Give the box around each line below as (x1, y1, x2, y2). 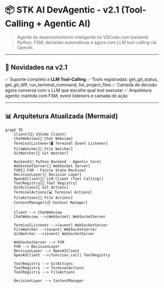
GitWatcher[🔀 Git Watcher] (14, 150, 69, 156)
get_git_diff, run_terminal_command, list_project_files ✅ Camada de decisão (5, 82, 157, 87)
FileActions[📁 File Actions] (14, 195, 73, 200)
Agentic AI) (43, 18, 91, 29)
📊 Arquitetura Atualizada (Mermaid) (5, 112, 118, 121)
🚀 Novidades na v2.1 (5, 63, 67, 72)
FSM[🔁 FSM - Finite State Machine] (14, 167, 86, 173)
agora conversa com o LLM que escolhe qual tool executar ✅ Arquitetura (5, 87, 152, 93)
